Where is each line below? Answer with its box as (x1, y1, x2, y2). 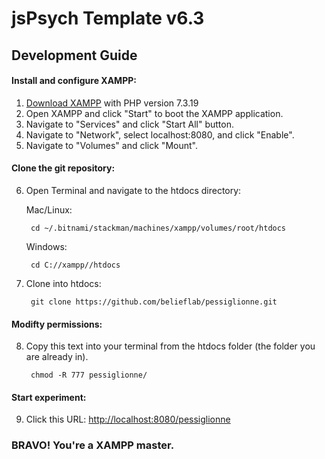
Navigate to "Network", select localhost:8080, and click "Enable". (25, 128, 295, 141)
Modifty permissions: (11, 318, 103, 330)
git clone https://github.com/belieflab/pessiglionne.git (30, 297, 278, 307)
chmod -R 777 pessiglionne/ (30, 370, 148, 381)
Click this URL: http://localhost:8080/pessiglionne (25, 413, 231, 426)
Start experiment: (11, 391, 87, 403)
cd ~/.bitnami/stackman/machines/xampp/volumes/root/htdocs (30, 223, 287, 233)
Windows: (25, 240, 68, 252)
